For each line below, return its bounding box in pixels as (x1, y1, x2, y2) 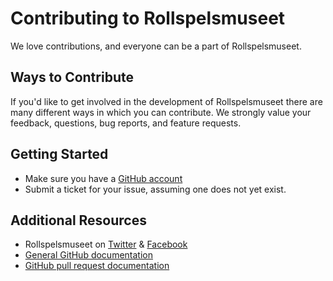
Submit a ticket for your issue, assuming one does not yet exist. (24, 183, 287, 195)
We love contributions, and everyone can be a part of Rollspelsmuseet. (10, 40, 302, 52)
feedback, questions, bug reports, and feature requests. (10, 117, 242, 129)
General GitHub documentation (24, 249, 153, 261)
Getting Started (10, 146, 109, 163)
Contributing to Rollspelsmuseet (10, 7, 286, 30)
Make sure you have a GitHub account (24, 172, 183, 184)
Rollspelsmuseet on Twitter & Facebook (24, 238, 188, 251)
